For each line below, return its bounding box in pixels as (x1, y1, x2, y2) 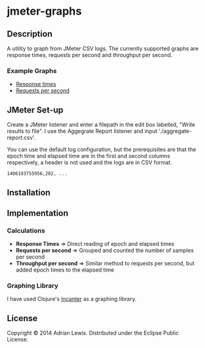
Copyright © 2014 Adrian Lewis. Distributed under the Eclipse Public (7, 329, 179, 337)
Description (7, 29, 52, 39)
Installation (7, 187, 51, 198)
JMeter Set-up (7, 105, 63, 115)
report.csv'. (7, 134, 36, 141)
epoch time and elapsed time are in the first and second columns (7, 152, 170, 160)
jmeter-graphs (7, 4, 82, 18)
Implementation (7, 208, 69, 218)
